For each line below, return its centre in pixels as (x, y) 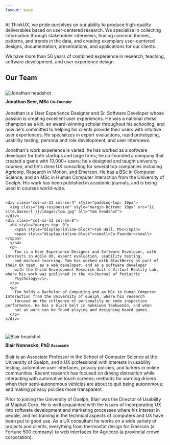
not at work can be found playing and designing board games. (82, 310)
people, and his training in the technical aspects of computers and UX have (84, 415)
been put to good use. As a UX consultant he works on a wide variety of (81, 421)
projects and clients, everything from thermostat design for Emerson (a (80, 426)
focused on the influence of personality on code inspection (81, 301)
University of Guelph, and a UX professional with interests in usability (78, 362)
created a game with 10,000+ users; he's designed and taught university (81, 161)
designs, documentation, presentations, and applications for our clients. (81, 46)
